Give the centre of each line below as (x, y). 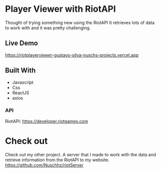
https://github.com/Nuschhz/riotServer (44, 165)
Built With (20, 70)
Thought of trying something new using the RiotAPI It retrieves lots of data (80, 23)
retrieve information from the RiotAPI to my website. (57, 160)
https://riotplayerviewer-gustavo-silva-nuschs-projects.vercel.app (72, 55)
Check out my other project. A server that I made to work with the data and (81, 154)
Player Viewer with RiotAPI (60, 9)
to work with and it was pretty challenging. (48, 27)
